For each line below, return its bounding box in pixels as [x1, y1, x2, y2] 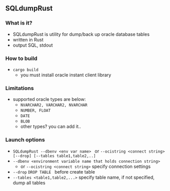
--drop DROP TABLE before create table [12, 168, 95, 175]
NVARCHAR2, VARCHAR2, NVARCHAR [20, 102, 88, 108]
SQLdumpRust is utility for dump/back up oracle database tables [12, 31, 150, 37]
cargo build [12, 67, 39, 72]
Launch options [5, 136, 45, 143]
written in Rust [12, 36, 44, 43]
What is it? [5, 19, 32, 27]
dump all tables [12, 179, 46, 186]
